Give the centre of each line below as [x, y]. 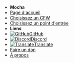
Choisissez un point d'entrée [39, 23]
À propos [19, 55]
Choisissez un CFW [30, 18]
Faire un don [23, 50]
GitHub [36, 34]
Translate [43, 44]
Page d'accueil [25, 12]
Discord [39, 39]
